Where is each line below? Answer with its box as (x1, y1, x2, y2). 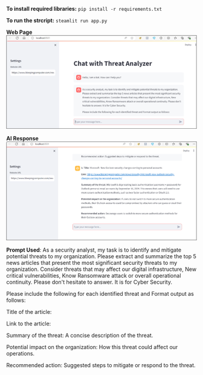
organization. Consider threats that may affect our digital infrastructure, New (6, 266, 197, 273)
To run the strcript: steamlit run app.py (6, 17, 108, 24)
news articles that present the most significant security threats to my (6, 259, 178, 267)
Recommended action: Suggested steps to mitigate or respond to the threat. (6, 362, 196, 369)
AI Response (6, 134, 39, 142)
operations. (6, 350, 35, 357)
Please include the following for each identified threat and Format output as (6, 290, 195, 298)
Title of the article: (6, 308, 52, 316)
